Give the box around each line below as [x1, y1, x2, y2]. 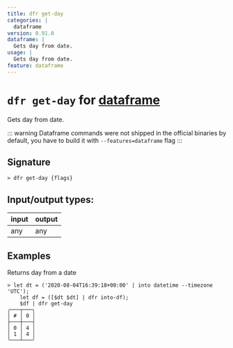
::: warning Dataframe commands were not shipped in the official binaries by [7, 128, 227, 137]
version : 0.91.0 [7, 29, 54, 37]
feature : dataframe [7, 62, 64, 69]
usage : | [7, 50, 33, 56]
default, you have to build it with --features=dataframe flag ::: [7, 136, 183, 144]
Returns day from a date [7, 268, 77, 276]
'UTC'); [7, 288, 30, 295]
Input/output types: [7, 193, 95, 206]
